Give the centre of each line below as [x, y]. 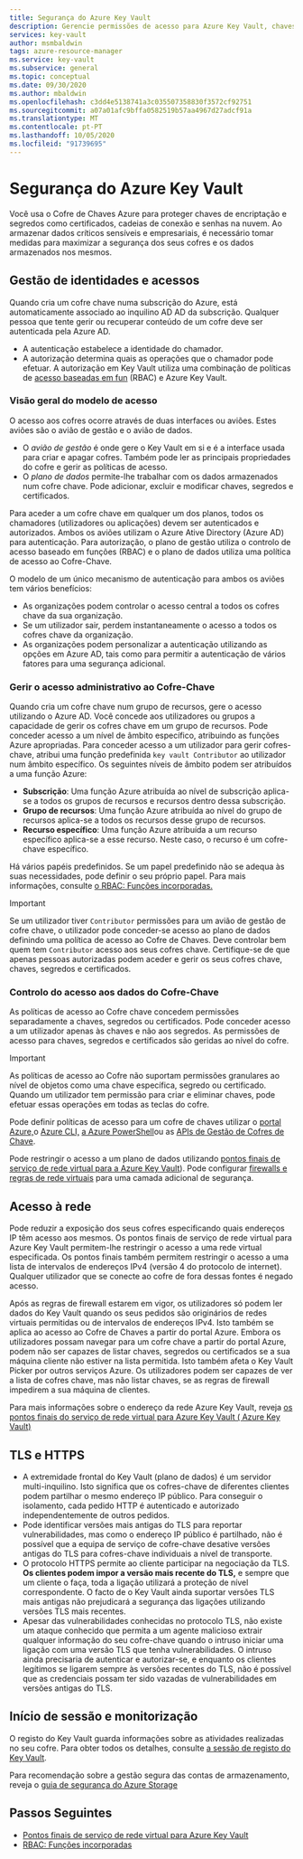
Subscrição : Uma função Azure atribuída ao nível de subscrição [142, 791]
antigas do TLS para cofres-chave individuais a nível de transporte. [147, 1554]
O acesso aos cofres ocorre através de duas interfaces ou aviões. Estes [143, 420]
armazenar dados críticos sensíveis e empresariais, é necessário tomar [142, 232]
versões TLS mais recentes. [74, 1611]
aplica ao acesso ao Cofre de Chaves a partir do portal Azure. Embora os [145, 1332]
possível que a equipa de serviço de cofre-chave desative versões [146, 1544]
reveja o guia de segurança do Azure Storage [94, 1784]
